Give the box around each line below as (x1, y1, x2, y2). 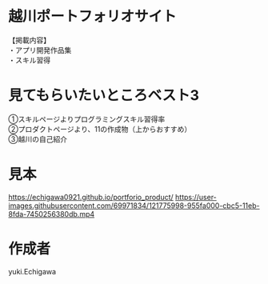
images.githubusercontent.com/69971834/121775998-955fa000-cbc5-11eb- (8, 201, 260, 210)
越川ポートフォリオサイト (8, 7, 178, 26)
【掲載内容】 (8, 35, 50, 45)
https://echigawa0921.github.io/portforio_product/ (8, 192, 174, 202)
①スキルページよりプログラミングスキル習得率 (8, 114, 166, 124)
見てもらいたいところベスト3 (8, 86, 200, 105)
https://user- (174, 192, 218, 202)
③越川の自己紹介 (8, 134, 68, 144)
